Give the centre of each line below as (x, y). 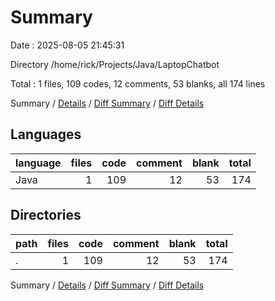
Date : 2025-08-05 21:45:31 (67, 45)
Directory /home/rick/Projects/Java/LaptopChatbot (115, 64)
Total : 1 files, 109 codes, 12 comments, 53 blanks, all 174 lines (138, 83)
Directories (46, 215)
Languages (46, 134)
